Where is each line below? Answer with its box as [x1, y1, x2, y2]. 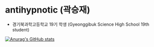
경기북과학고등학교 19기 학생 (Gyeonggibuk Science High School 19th [12, 21, 150, 27]
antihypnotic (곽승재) [5, 4, 90, 16]
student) [12, 27, 29, 32]
